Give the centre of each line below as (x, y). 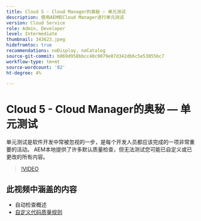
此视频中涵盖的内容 (42, 189)
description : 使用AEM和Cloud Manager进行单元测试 (65, 17)
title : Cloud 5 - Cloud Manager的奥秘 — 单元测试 (66, 12)
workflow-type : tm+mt (33, 62)
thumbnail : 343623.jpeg (36, 39)
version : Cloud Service (36, 23)
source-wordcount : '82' (36, 67)
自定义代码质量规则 (39, 212)
